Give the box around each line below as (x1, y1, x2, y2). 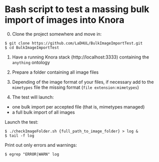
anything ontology (12, 59, 50, 65)
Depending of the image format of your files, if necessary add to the (12, 79, 154, 85)
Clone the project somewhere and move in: (12, 31, 102, 37)
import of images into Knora (5, 14, 125, 26)
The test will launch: (12, 94, 54, 100)
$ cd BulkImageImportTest (5, 45, 59, 50)
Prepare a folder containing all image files (12, 69, 99, 75)
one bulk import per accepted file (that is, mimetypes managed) (12, 103, 145, 110)
